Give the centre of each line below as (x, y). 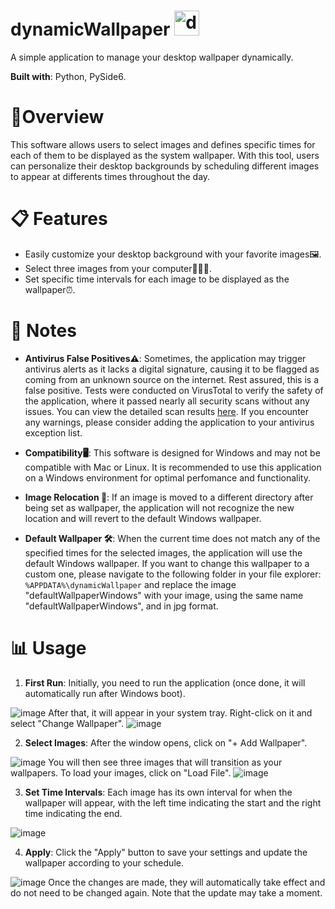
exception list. (53, 432)
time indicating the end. (73, 813)
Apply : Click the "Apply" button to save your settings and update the (166, 852)
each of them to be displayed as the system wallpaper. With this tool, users (165, 155)
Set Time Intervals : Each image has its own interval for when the (158, 792)
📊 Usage (48, 647)
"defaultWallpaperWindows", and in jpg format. (121, 606)
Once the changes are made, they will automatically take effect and (187, 882)
